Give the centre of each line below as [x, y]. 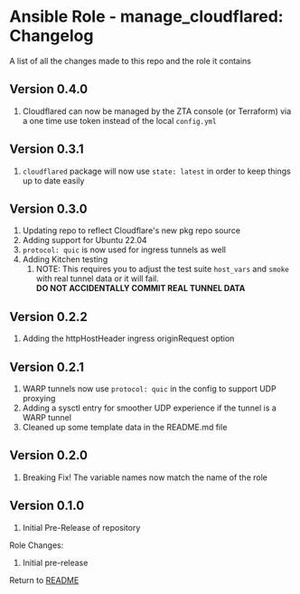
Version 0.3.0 [48, 208]
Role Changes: [37, 545]
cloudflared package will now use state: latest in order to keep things [156, 171]
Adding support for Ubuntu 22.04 [84, 240]
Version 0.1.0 [47, 506]
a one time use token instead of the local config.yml [119, 120]
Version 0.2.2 [48, 317]
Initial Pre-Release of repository [81, 527]
